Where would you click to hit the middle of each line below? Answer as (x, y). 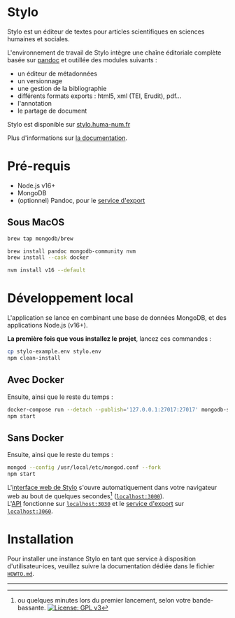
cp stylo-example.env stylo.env (54, 352)
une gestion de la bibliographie (62, 88)
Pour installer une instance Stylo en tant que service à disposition (102, 559)
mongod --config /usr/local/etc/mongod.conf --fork (84, 468)
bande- (203, 600)
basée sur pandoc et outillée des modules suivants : (82, 59)
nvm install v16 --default (47, 270)
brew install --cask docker (48, 258)
